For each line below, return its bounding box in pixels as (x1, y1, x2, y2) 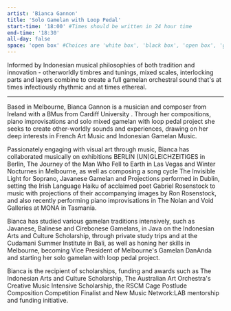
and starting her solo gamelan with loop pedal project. (7, 254, 160, 261)
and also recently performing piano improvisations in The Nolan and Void (7, 197, 214, 204)
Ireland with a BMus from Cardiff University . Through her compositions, (7, 110, 211, 118)
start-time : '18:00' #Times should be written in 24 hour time (7, 23, 192, 30)
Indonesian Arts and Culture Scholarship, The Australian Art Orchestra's (7, 275, 211, 282)
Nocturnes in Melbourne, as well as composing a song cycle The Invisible (7, 167, 216, 175)
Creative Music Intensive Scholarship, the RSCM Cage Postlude (7, 281, 188, 290)
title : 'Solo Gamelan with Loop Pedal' (7, 17, 122, 23)
